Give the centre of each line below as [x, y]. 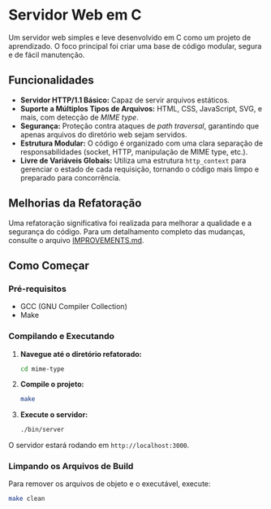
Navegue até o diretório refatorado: [81, 354]
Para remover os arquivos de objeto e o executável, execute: [110, 484]
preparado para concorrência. [71, 177]
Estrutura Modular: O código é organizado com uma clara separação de [142, 143]
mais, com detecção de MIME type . [80, 117]
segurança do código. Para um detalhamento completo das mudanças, [127, 231]
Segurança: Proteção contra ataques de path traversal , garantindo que [140, 126]
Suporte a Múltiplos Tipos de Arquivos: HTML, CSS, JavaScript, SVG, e [141, 108]
